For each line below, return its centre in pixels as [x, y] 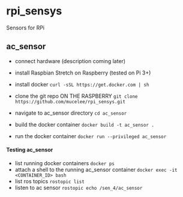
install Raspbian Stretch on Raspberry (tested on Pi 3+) [83, 73]
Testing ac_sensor [30, 150]
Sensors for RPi [25, 28]
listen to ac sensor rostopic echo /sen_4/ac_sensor [79, 187]
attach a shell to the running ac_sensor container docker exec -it [96, 169]
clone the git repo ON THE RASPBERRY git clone [76, 96]
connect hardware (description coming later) [70, 61]
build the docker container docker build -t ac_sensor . [85, 124]
